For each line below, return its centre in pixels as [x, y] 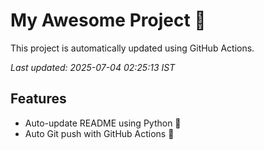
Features [38, 99]
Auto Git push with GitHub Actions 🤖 [99, 133]
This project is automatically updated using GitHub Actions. [132, 48]
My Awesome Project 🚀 [108, 20]
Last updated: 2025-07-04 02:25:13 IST [93, 67]
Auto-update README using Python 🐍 [103, 123]
